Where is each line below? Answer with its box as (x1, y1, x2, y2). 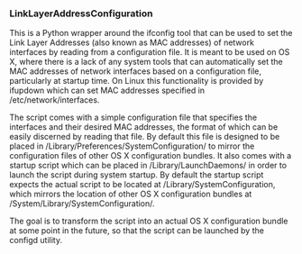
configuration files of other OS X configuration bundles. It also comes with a (9, 150, 292, 161)
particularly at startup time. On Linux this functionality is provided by (9, 76, 264, 86)
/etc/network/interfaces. (9, 95, 100, 105)
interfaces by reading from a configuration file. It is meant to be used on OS (9, 47, 290, 58)
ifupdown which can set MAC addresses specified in (9, 85, 206, 96)
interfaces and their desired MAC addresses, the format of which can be (9, 122, 279, 132)
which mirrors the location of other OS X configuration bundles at (9, 188, 252, 200)
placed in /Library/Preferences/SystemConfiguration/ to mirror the (9, 141, 255, 151)
